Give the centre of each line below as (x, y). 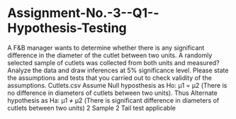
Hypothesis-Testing (67, 28)
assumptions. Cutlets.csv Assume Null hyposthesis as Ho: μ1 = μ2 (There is (117, 85)
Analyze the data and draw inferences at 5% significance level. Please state (118, 70)
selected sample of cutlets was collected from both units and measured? (113, 62)
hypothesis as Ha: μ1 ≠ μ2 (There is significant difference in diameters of (113, 100)
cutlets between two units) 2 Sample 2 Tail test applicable (91, 108)
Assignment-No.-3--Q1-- (83, 13)
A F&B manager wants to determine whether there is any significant (106, 47)
